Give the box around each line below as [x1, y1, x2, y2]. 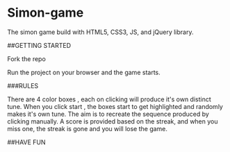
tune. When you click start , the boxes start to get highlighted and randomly [7, 102, 224, 110]
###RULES [7, 81, 39, 90]
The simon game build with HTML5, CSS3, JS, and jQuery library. [7, 28, 194, 36]
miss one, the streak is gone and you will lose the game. [7, 124, 168, 133]
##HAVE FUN [7, 137, 47, 146]
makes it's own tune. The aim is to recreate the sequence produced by [7, 110, 210, 118]
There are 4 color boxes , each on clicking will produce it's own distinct [7, 95, 212, 103]
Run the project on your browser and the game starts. [7, 68, 161, 76]
